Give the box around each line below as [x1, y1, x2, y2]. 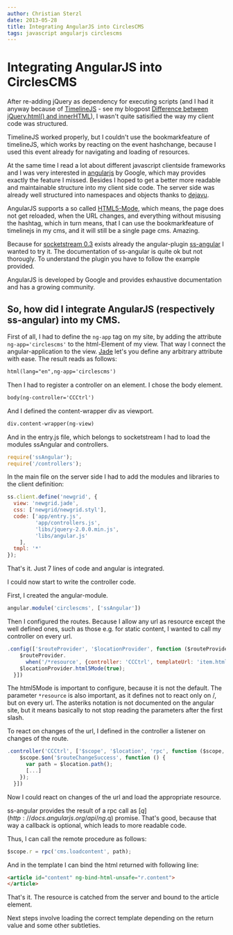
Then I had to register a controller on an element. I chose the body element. [7, 381, 223, 389]
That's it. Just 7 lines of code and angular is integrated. [7, 564, 165, 573]
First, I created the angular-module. [7, 591, 109, 600]
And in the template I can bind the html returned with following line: [7, 861, 199, 869]
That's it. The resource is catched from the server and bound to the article [7, 893, 220, 902]
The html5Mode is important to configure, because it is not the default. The [7, 684, 222, 692]
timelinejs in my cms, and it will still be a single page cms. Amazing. [7, 227, 200, 235]
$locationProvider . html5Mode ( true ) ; [19, 665, 126, 672]
